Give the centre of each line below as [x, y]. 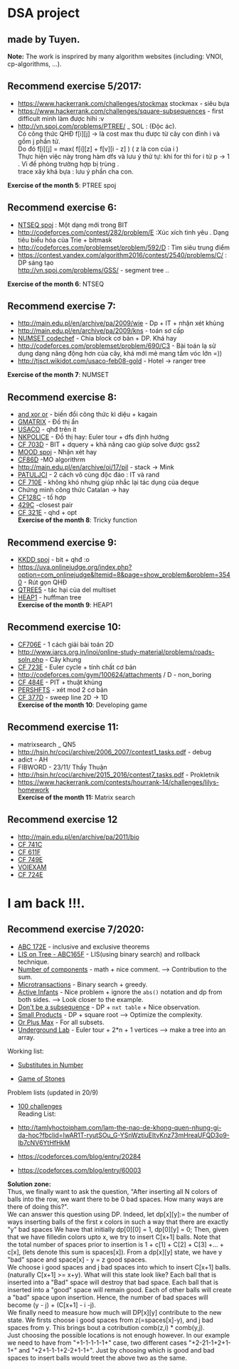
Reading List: [37, 1114]
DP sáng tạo [36, 262]
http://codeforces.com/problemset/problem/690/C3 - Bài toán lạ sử [117, 346]
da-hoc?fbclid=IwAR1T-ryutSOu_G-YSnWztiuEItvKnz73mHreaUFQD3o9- [123, 1135]
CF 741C [30, 844]
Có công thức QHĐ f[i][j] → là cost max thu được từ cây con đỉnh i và [119, 134]
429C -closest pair [45, 505]
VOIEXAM [32, 867]
